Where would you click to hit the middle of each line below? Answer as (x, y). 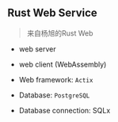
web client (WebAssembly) (63, 64)
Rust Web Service (53, 13)
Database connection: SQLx (65, 110)
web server (37, 49)
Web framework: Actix (56, 79)
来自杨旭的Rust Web (60, 33)
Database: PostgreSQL (54, 95)
